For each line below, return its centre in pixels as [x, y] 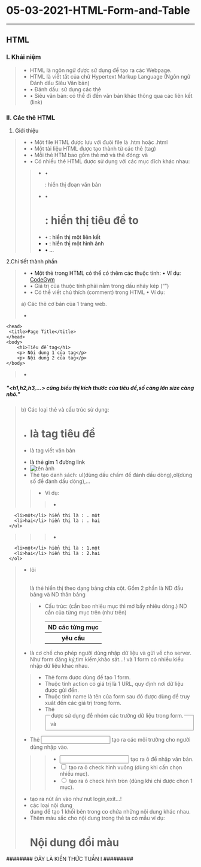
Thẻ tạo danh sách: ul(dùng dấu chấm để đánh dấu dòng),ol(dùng [111, 475]
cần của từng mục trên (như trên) [86, 612]
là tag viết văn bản [53, 450]
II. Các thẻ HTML [31, 118]
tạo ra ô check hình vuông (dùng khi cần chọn [125, 767]
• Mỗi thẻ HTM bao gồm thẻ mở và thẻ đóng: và [89, 155]
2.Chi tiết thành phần [32, 261]
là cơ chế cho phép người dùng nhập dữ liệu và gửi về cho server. [110, 653]
